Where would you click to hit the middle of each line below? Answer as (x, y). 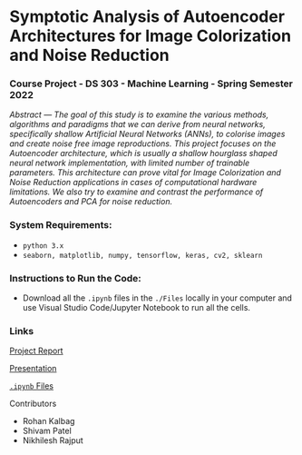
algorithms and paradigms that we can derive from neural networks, (137, 124)
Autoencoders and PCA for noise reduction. (91, 202)
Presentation (33, 369)
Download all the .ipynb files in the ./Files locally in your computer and (157, 298)
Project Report (36, 351)
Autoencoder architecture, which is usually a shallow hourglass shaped (144, 153)
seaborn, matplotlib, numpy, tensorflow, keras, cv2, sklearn (142, 255)
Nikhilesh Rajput (53, 440)
